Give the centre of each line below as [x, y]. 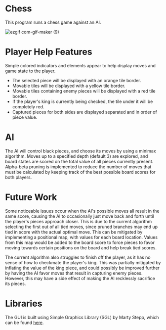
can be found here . [24, 323]
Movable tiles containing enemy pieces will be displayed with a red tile [84, 91]
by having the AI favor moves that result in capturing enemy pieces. [74, 273]
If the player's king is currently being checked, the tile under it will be [83, 101]
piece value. [25, 117]
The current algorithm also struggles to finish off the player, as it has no [78, 257]
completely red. [28, 106]
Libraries [24, 304]
